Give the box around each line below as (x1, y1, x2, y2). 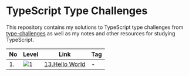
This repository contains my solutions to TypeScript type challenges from (6, 24, 184, 31)
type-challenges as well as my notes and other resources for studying (6, 29, 176, 37)
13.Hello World (43, 60, 86, 68)
